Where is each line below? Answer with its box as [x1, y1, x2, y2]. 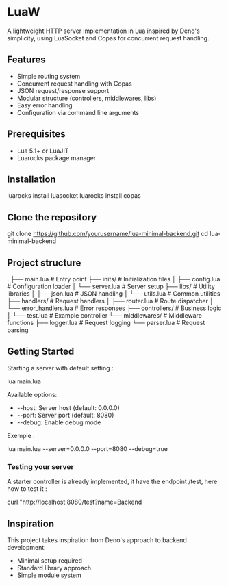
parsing [7, 326, 29, 334]
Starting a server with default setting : [7, 364, 114, 372]
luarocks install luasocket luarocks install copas [7, 192, 142, 200]
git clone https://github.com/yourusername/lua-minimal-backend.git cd [7, 230, 209, 238]
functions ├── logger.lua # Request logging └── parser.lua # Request [7, 319, 205, 327]
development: [7, 543, 46, 551]
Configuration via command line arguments [16, 108, 139, 116]
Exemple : [7, 431, 36, 439]
